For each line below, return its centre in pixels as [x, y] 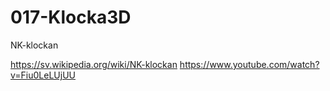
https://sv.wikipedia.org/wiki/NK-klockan [94, 64]
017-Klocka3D [71, 17]
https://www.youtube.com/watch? [249, 64]
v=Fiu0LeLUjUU [43, 75]
